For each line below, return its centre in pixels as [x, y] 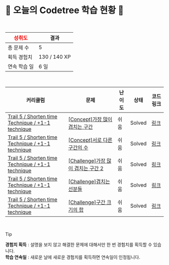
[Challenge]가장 [87, 160]
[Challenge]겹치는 [89, 182]
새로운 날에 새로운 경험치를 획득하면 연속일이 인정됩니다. [85, 257]
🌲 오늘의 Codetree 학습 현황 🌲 [65, 10]
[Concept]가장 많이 [90, 119]
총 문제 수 [18, 47]
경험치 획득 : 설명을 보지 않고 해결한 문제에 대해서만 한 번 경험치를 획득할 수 [79, 244]
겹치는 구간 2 [89, 168]
